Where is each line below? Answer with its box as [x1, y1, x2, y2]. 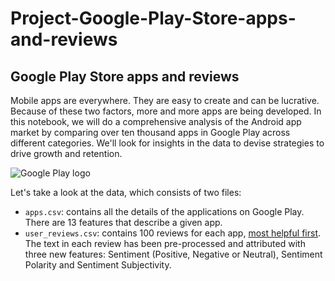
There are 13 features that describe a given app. [24, 217, 223, 228]
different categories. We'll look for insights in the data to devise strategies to [10, 137, 325, 149]
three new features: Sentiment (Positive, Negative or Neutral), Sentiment [24, 248, 323, 260]
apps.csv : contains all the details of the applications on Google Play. [24, 206, 305, 217]
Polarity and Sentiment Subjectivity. [24, 259, 172, 271]
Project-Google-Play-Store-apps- [10, 7, 297, 30]
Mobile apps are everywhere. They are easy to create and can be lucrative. [10, 95, 320, 106]
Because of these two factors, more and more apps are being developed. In [10, 105, 322, 117]
